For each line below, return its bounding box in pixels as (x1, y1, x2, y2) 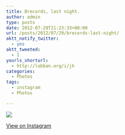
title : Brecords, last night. (6, 8, 80, 15)
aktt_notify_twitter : (6, 36, 59, 41)
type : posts (6, 19, 35, 25)
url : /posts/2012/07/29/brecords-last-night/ (6, 30, 119, 36)
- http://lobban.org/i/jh (11, 63, 75, 69)
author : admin (6, 14, 41, 20)
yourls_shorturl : (6, 57, 49, 63)
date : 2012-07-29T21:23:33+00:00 (6, 25, 88, 31)
